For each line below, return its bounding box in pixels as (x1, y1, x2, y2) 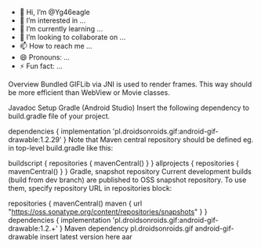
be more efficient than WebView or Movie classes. (8, 88, 170, 97)
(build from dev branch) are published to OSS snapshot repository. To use (8, 175, 247, 184)
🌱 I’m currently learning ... (19, 24, 103, 33)
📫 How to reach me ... (19, 42, 92, 50)
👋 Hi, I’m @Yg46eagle (19, 8, 90, 16)
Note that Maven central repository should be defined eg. (67, 135, 254, 144)
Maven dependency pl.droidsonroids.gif (63, 224, 194, 233)
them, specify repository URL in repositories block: (8, 184, 172, 192)
